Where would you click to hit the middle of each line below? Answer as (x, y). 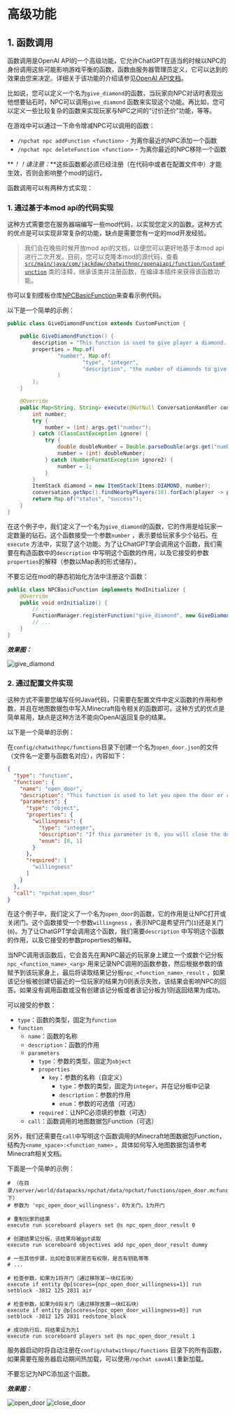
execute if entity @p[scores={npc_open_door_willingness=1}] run (104, 1285)
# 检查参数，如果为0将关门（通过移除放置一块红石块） (74, 1305)
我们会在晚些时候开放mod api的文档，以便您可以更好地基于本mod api (124, 248)
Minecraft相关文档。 (36, 1154)
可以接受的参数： (32, 1005)
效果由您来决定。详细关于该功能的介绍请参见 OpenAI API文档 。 (97, 78)
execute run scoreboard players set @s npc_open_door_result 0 (101, 1225)
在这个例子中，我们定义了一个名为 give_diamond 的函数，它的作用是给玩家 (112, 526)
